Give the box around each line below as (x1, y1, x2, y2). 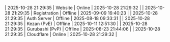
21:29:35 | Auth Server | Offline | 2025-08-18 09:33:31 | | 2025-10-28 (5, 15, 150, 21)
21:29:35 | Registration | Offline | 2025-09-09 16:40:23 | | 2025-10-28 (11, 10, 158, 16)
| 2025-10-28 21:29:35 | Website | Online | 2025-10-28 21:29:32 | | (5, 5, 144, 10)
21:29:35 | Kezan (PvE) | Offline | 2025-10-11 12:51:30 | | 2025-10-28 (5, 20, 148, 26)
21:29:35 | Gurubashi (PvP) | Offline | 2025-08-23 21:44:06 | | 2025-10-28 (5, 26, 161, 32)
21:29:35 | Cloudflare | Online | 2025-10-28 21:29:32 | (5, 31, 118, 37)
